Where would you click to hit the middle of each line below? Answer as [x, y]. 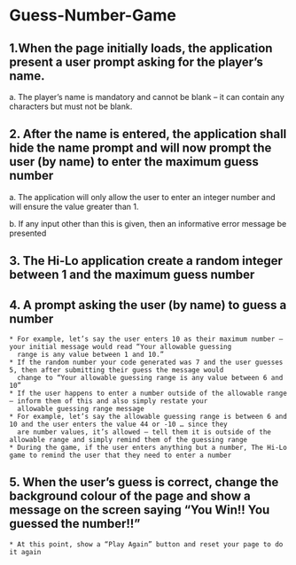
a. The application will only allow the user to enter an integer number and [143, 197]
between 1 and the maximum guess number [132, 275]
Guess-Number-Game [93, 15]
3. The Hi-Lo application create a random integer [146, 261]
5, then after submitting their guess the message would [117, 370]
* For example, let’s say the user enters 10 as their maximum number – [146, 339]
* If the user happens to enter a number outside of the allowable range [148, 394]
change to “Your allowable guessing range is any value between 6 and [150, 378]
